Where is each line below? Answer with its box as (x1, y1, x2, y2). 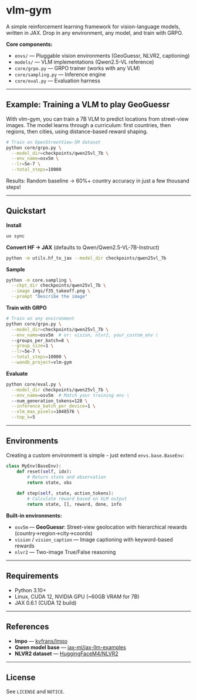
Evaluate (6, 370, 28, 377)
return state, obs (27, 479, 72, 486)
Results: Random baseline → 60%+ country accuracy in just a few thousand (6, 177, 189, 184)
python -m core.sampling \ (6, 277, 72, 283)
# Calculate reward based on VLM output (27, 496, 127, 502)
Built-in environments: (6, 512, 63, 519)
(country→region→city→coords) (14, 529, 93, 536)
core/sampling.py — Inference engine (14, 71, 106, 78)
